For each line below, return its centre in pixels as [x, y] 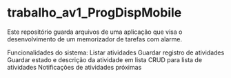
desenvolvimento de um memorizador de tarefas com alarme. [95, 39]
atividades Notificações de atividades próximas [74, 67]
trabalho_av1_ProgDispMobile [94, 13]
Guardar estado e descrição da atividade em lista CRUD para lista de [104, 59]
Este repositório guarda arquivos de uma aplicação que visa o [95, 32]
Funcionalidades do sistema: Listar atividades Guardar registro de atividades [116, 52]
